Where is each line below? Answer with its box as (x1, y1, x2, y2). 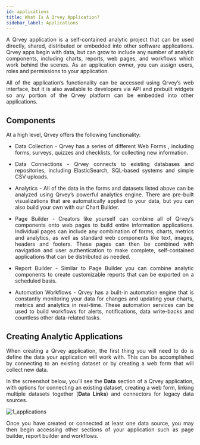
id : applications (6, 8, 49, 15)
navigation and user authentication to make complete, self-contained (14, 247, 194, 254)
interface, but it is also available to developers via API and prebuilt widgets (6, 86, 194, 93)
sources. (6, 397, 28, 403)
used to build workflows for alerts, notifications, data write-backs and (14, 308, 194, 315)
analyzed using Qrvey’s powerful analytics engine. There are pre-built (14, 191, 194, 198)
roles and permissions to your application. (6, 68, 109, 75)
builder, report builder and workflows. (6, 433, 99, 439)
